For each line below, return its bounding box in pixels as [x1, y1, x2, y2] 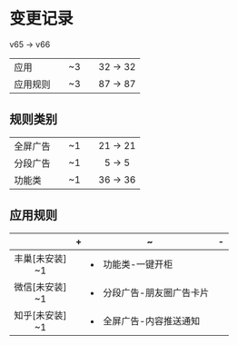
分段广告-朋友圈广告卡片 [103, 286, 210, 299]
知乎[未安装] [14, 309, 67, 321]
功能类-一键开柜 [103, 258, 174, 271]
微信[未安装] [14, 281, 67, 293]
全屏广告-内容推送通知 [103, 314, 201, 327]
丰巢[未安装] [14, 251, 67, 264]
